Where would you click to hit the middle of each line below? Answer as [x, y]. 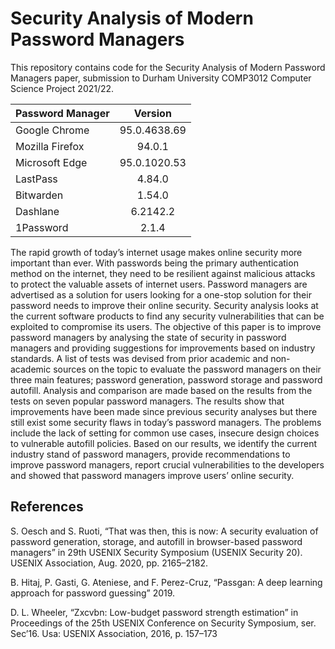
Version [152, 113]
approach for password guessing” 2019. [93, 593]
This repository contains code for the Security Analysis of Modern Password [168, 67]
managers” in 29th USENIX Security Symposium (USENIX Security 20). [156, 552]
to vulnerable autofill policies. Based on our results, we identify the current [164, 443]
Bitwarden [39, 195]
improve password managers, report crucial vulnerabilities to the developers [167, 464]
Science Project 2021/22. [62, 88]
